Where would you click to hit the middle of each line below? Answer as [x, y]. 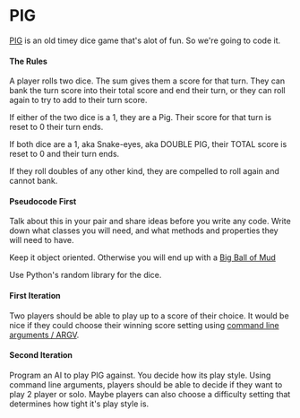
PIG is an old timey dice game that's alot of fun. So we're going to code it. [145, 40]
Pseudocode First [43, 201]
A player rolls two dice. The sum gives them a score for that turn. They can [147, 81]
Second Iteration [41, 355]
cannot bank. [34, 181]
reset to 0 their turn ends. [56, 127]
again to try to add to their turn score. [78, 100]
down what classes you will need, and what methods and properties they [144, 231]
